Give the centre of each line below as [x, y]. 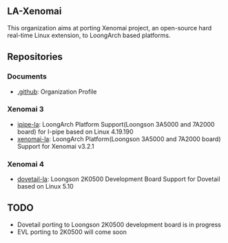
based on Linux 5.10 [45, 187]
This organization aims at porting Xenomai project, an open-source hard [110, 28]
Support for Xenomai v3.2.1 [55, 146]
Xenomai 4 [26, 164]
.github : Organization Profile [57, 92]
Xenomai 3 [25, 109]
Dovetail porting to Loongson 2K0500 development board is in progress [119, 224]
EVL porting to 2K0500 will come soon [72, 232]
